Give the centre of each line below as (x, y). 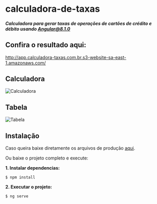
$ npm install (20, 177)
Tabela (16, 107)
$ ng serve (17, 196)
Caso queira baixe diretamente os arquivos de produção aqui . (70, 148)
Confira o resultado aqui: (46, 45)
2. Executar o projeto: (29, 187)
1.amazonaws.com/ (26, 63)
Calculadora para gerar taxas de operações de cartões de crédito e (78, 23)
